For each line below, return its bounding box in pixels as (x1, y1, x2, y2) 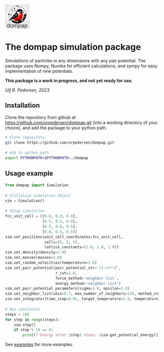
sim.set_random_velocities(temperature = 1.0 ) (5, 260, 97, 265)
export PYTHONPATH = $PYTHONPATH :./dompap (5, 155, 89, 161)
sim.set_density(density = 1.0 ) (5, 250, 67, 255)
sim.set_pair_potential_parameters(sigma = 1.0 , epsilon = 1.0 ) (5, 286, 130, 291)
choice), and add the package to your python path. (5, 125, 107, 130)
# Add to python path (5, 151, 49, 155)
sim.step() (14, 322, 36, 327)
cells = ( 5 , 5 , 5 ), (44, 240, 80, 245)
